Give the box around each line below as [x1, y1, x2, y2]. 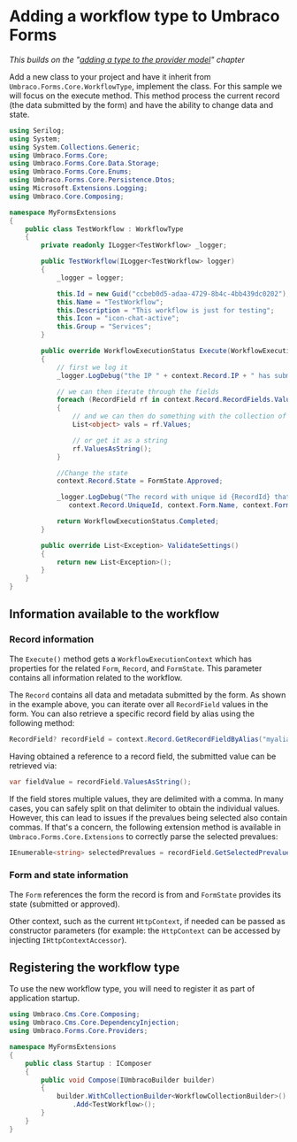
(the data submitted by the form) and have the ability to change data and [9, 99, 274, 110]
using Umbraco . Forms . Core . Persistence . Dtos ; [9, 175, 176, 185]
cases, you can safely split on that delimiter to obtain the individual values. [9, 803, 280, 814]
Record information [9, 633, 95, 645]
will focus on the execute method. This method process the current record [9, 90, 280, 101]
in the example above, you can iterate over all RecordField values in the [9, 698, 269, 709]
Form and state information [9, 869, 129, 882]
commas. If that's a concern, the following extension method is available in [9, 822, 281, 832]
